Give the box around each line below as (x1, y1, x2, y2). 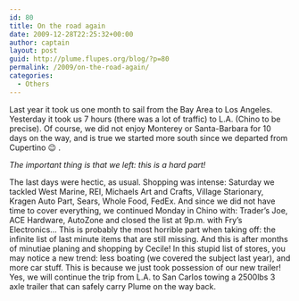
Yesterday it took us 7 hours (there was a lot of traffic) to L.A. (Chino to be (9, 113, 281, 124)
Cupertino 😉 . (9, 142, 61, 153)
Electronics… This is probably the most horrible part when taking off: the (9, 224, 277, 235)
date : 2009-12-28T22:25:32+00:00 (9, 29, 134, 38)
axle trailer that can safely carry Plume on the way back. (9, 280, 217, 291)
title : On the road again (9, 21, 105, 30)
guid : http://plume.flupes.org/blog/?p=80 (9, 54, 170, 63)
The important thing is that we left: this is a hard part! (9, 159, 206, 170)
